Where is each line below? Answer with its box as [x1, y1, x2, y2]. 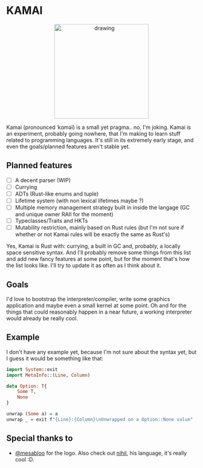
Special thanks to [6, 433, 73, 444]
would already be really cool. [6, 315, 79, 321]
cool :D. [14, 455, 34, 463]
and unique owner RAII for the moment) [14, 211, 114, 218]
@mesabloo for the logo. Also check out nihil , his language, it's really [14, 449, 187, 456]
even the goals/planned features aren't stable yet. [6, 143, 130, 150]
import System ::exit [6, 366, 59, 372]
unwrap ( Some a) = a [6, 411, 59, 417]
